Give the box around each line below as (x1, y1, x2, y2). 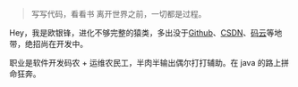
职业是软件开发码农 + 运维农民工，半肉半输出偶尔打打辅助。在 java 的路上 (9, 58, 282, 67)
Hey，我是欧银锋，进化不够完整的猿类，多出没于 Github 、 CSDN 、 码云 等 (9, 28, 275, 38)
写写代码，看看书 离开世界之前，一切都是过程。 (30, 9, 207, 19)
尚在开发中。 (39, 39, 88, 49)
